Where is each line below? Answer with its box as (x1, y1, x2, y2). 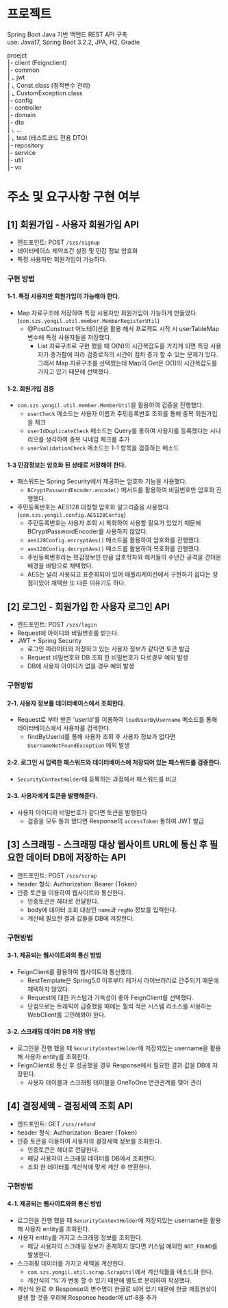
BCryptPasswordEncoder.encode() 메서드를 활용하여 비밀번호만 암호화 (27, 486, 215, 494)
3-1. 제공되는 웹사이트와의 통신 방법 (7, 951, 101, 960)
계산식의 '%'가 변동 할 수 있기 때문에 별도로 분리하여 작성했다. (27, 1276, 192, 1284)
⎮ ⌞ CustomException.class (7, 88, 83, 97)
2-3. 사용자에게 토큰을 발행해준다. (7, 792, 98, 800)
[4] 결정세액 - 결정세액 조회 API (7, 1100, 134, 1112)
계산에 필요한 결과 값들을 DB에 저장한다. (27, 914, 135, 922)
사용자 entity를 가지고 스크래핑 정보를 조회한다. (16, 1233, 143, 1242)
